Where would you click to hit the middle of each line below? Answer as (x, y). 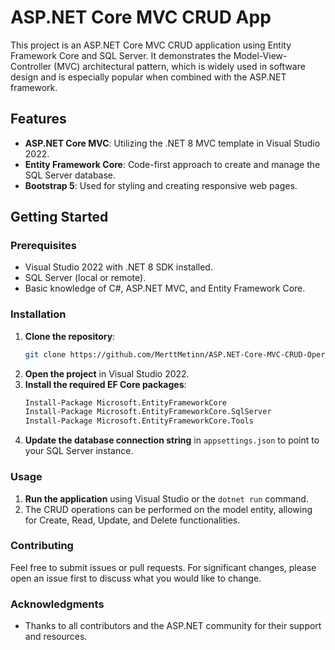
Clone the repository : (70, 336)
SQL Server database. (70, 175)
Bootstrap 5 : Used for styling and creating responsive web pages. (161, 185)
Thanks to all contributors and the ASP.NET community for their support (173, 626)
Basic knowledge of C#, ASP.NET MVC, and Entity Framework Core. (165, 288)
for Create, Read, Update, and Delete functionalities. (132, 520)
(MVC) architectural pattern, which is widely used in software (179, 66)
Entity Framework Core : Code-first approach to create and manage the (172, 164)
